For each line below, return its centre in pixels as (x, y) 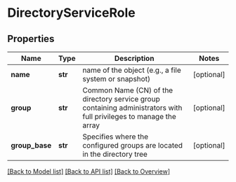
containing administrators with (132, 108)
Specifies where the (116, 136)
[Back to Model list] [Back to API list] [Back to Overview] (89, 171)
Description (134, 58)
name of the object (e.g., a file (132, 70)
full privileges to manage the (130, 117)
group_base (31, 145)
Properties (31, 39)
